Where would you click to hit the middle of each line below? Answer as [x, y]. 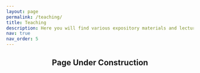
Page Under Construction [100, 63]
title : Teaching [26, 22]
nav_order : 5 [22, 39]
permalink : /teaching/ [34, 17]
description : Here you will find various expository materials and [92, 28]
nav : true [18, 34]
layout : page [22, 11]
